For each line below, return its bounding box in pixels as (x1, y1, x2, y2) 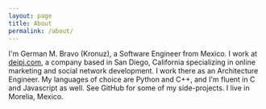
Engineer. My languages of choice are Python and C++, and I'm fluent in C (8, 74, 256, 85)
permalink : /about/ (8, 27, 74, 35)
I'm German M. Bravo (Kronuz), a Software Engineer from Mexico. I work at (8, 49, 258, 59)
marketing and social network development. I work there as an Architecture (8, 66, 259, 76)
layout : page (8, 11, 52, 20)
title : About (8, 19, 52, 27)
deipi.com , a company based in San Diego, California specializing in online (8, 57, 256, 67)
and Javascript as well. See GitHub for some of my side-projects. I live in (8, 83, 250, 93)
